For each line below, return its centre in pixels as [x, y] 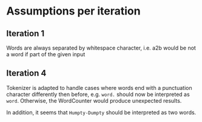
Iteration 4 [26, 73]
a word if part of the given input [46, 54]
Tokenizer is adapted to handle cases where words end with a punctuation [99, 88]
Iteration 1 [25, 34]
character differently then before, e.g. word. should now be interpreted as [98, 94]
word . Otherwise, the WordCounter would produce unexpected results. [94, 100]
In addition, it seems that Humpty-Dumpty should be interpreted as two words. [101, 112]
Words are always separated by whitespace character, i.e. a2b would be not [101, 48]
